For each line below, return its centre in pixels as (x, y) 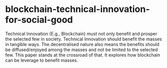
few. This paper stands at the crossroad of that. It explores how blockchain (83, 55)
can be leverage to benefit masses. (42, 60)
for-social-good (39, 20)
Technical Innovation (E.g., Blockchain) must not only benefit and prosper (81, 33)
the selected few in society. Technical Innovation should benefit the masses (84, 39)
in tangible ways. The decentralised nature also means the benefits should (82, 44)
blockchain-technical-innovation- (77, 9)
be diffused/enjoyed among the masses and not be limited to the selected (81, 49)
